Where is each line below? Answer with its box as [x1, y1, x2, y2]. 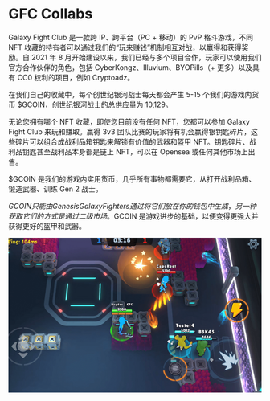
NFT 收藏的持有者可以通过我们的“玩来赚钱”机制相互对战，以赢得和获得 [8, 42, 243, 52]
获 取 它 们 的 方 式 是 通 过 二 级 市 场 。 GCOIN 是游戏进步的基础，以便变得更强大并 [8, 211, 259, 221]
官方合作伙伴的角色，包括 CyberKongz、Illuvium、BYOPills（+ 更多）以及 [8, 62, 253, 72]
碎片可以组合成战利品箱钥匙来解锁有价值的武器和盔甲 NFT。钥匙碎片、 [14, 137, 250, 146]
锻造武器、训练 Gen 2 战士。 [8, 184, 103, 194]
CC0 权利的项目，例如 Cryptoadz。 [17, 72, 135, 82]
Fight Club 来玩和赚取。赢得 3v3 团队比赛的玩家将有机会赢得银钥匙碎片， [8, 126, 252, 137]
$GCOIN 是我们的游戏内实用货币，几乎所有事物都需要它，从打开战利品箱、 [8, 174, 256, 183]
